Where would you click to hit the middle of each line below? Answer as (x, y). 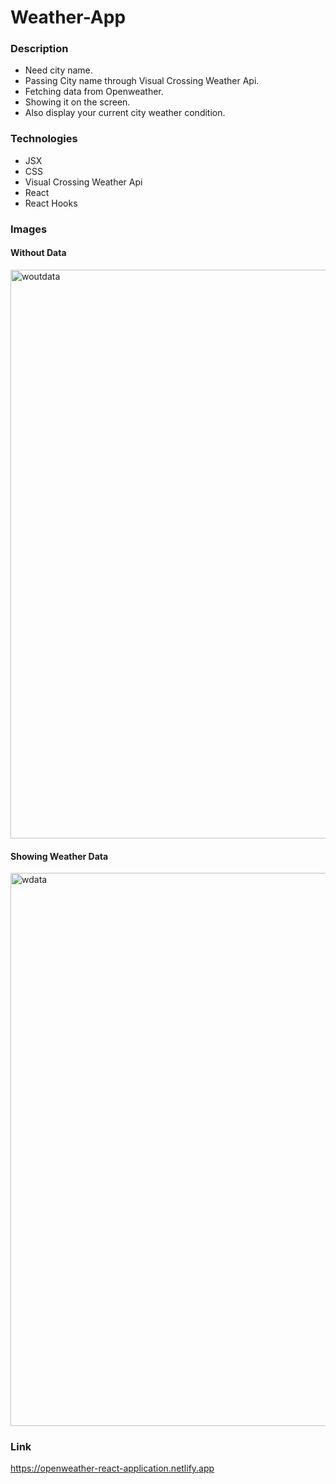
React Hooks (51, 203)
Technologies (44, 139)
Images (29, 229)
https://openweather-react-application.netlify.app (112, 1468)
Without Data (38, 253)
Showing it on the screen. (77, 102)
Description (39, 49)
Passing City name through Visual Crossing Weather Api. (142, 81)
